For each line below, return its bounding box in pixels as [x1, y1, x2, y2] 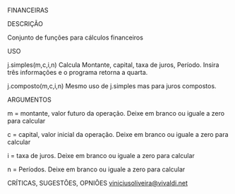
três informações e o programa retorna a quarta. [7, 68, 148, 76]
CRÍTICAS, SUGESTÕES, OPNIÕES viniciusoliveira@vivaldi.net [7, 179, 188, 187]
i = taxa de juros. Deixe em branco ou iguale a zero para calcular [7, 152, 195, 159]
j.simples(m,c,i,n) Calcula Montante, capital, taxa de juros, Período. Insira [7, 61, 219, 69]
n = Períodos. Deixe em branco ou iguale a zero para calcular [7, 165, 186, 174]
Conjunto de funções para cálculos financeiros [7, 33, 143, 42]
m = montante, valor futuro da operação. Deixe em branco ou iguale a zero [7, 109, 224, 117]
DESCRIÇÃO [7, 20, 44, 28]
